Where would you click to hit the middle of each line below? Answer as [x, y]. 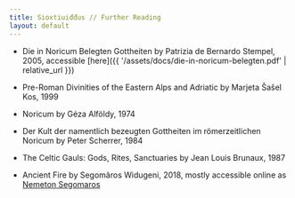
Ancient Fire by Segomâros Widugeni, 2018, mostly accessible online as [154, 175]
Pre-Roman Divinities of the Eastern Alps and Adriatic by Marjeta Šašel [152, 87]
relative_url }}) [48, 70]
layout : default [39, 26]
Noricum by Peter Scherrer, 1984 [82, 140]
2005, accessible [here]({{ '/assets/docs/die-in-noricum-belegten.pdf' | [154, 60]
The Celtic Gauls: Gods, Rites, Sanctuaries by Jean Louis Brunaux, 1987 [154, 157]
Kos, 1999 [41, 96]
